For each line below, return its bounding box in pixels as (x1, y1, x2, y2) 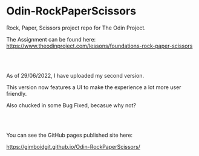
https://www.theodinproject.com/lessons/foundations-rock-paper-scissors (6, 42, 193, 49)
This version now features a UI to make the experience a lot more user (6, 83, 181, 91)
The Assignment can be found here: (6, 36, 96, 43)
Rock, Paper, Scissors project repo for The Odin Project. (6, 24, 146, 31)
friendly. (6, 90, 27, 97)
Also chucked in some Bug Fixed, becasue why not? (6, 101, 136, 109)
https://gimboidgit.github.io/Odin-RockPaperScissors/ (6, 143, 141, 150)
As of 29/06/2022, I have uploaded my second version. (6, 72, 145, 79)
